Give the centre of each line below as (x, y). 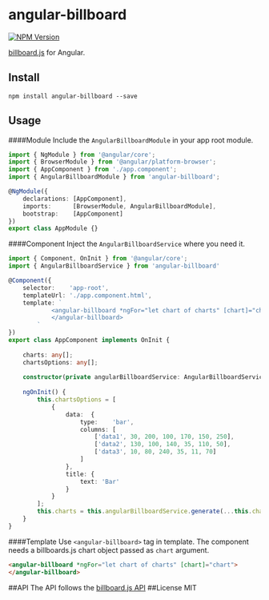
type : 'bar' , (107, 422)
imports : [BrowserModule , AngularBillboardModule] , (120, 206)
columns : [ (98, 429)
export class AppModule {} (53, 229)
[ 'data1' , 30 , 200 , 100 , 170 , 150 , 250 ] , (164, 437)
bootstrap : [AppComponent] (73, 214)
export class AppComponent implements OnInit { (89, 340)
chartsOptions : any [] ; (60, 362)
